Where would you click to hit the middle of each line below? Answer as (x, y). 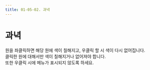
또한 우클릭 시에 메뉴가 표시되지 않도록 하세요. (50, 63)
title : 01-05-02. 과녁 (28, 10)
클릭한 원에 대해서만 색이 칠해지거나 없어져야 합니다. (55, 56)
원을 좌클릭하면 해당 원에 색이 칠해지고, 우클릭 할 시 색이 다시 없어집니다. (75, 50)
